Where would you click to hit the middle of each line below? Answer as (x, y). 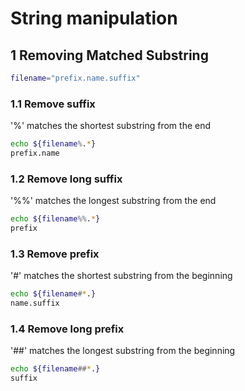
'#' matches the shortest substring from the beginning (121, 276)
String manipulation (94, 18)
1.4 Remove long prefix (67, 329)
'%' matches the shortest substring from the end (111, 126)
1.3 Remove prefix (55, 254)
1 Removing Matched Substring (109, 55)
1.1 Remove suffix (53, 104)
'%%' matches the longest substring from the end (113, 201)
